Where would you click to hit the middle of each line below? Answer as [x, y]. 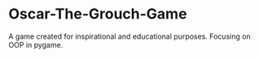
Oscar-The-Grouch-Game [98, 14]
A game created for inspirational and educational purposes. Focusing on [129, 36]
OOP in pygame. [36, 44]
